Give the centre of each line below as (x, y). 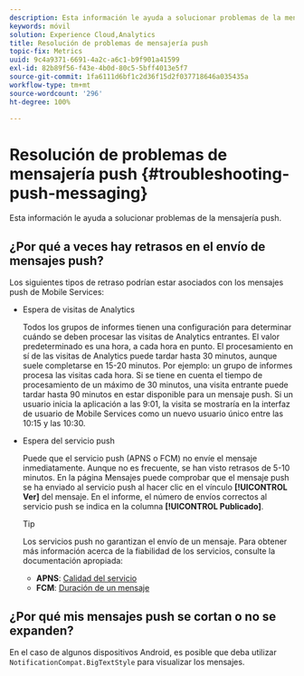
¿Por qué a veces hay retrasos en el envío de (138, 247)
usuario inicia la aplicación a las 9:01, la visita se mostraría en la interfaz (157, 405)
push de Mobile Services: (57, 292)
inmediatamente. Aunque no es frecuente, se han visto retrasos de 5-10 (156, 468)
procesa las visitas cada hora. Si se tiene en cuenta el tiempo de (142, 376)
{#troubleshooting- (215, 174)
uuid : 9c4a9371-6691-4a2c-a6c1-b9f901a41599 (95, 60)
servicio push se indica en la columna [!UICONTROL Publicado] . (143, 507)
